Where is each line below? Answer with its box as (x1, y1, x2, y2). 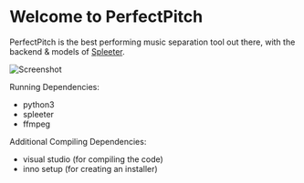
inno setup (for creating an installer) (22, 163, 158, 174)
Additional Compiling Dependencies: (9, 136, 147, 147)
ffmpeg (22, 118, 51, 129)
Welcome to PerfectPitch (9, 6, 204, 27)
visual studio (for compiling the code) (22, 153, 164, 165)
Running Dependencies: (9, 81, 100, 92)
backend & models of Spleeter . (9, 46, 125, 56)
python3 (22, 98, 55, 110)
